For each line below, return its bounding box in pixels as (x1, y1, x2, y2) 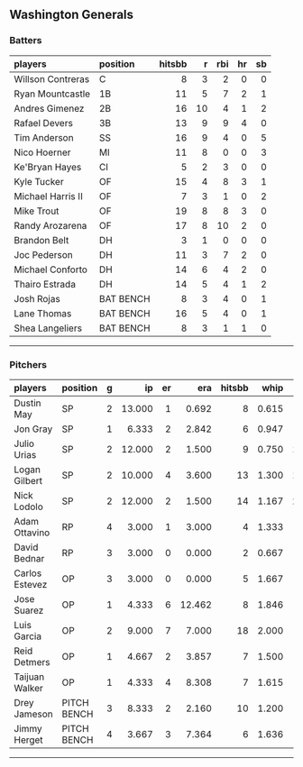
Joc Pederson (14, 248, 74, 260)
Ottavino (14, 526, 50, 539)
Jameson (14, 708, 53, 720)
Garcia (14, 630, 42, 643)
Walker (14, 681, 43, 694)
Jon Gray (14, 423, 53, 435)
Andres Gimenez (14, 102, 85, 114)
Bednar (14, 552, 45, 564)
